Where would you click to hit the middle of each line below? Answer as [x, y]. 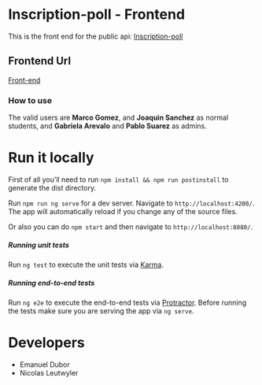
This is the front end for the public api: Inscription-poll [96, 36]
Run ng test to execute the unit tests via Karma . [86, 265]
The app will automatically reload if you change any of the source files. [123, 211]
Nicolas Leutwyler [49, 372]
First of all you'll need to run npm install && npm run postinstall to [118, 180]
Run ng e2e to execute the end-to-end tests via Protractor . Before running [127, 302]
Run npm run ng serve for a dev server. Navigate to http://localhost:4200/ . [131, 203]
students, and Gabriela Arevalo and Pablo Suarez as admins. [107, 126]
